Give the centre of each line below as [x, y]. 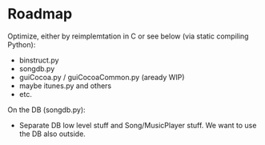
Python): [22, 44]
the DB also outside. [52, 134]
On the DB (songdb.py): [46, 110]
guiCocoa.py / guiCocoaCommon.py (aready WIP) [102, 77]
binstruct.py [39, 60]
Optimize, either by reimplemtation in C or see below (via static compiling [128, 36]
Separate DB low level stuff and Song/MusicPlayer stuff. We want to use [138, 125]
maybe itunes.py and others [65, 86]
